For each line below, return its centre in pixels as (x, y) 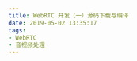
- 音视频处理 (27, 45)
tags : (17, 30)
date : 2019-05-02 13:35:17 (53, 23)
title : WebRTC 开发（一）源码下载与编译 (68, 15)
